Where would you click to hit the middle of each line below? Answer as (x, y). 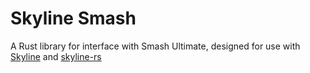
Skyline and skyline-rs (56, 56)
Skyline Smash (73, 18)
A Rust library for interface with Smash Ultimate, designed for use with (155, 46)
